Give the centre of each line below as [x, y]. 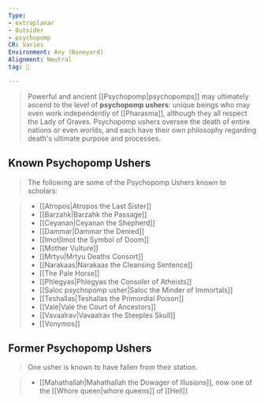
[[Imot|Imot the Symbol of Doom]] [94, 239]
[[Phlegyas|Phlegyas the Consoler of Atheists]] [115, 281]
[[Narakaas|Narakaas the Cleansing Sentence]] [116, 265]
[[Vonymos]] [59, 323]
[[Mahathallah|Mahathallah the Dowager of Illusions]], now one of [145, 382]
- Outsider [26, 30]
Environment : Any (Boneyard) [56, 52]
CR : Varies [26, 45]
